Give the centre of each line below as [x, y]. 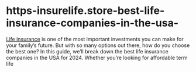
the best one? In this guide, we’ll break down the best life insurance [87, 51]
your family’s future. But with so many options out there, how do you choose [98, 45]
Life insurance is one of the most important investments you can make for [95, 39]
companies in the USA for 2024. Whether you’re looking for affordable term [97, 57]
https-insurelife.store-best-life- [85, 11]
